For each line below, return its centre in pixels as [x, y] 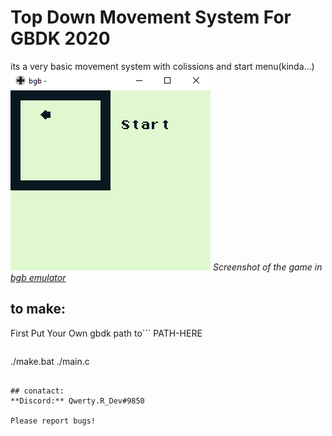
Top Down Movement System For [151, 17]
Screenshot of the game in [267, 267]
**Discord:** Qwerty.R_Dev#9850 [77, 401]
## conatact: [37, 391]
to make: [38, 309]
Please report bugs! [53, 421]
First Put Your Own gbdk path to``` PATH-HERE [106, 333]
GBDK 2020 [60, 38]
